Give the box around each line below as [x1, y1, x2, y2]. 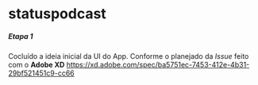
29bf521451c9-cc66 [8, 68, 75, 78]
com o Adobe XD [8, 60, 65, 70]
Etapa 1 [8, 31, 33, 41]
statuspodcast [8, 5, 107, 23]
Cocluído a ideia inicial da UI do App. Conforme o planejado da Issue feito [8, 52, 249, 61]
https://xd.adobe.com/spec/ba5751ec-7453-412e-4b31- [66, 60, 250, 70]
